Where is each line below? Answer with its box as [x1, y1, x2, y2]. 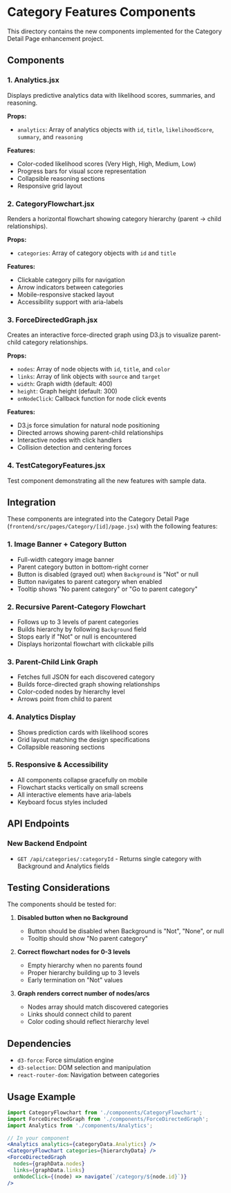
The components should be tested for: [7, 900, 117, 908]
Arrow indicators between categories [17, 283, 123, 291]
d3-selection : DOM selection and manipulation [17, 1063, 151, 1072]
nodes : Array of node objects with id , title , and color [17, 365, 171, 373]
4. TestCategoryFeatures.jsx [7, 461, 106, 470]
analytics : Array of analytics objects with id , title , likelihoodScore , [17, 125, 214, 134]
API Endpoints [7, 818, 70, 830]
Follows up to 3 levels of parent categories [17, 617, 139, 626]
